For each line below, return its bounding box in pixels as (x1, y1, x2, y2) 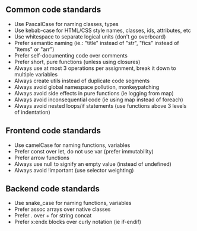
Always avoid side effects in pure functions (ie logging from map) (14, 89, 174, 97)
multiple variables (14, 70, 58, 78)
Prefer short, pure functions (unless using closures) (14, 58, 141, 65)
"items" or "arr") (14, 46, 55, 53)
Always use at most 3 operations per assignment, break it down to (14, 65, 176, 72)
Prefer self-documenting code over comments (14, 52, 128, 59)
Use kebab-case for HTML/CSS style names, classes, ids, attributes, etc (14, 27, 191, 34)
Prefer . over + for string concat (14, 212, 92, 219)
